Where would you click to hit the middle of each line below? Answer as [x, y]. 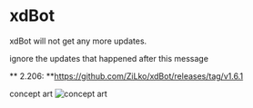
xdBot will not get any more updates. [78, 41]
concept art [31, 93]
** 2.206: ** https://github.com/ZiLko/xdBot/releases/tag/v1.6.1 [126, 76]
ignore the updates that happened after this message [109, 58]
